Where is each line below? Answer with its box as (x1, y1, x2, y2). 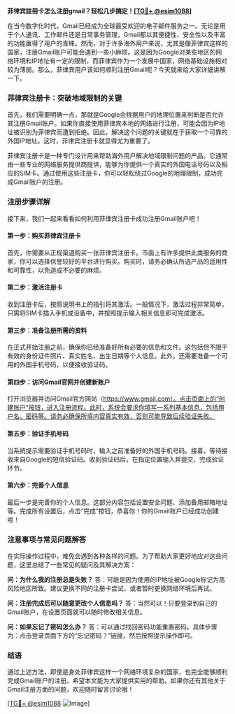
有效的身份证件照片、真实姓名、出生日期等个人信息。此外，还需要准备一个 (7, 352, 222, 360)
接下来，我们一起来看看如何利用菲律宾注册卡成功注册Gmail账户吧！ (7, 214, 201, 222)
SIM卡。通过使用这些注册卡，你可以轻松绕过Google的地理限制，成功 (19, 169, 217, 178)
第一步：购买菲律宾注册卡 (7, 231, 81, 240)
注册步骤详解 (7, 197, 51, 207)
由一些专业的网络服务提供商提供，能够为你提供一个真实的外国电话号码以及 (7, 160, 222, 169)
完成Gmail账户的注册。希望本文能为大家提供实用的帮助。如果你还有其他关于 (7, 676, 226, 685)
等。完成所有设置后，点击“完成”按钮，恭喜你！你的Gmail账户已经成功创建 (7, 506, 219, 515)
